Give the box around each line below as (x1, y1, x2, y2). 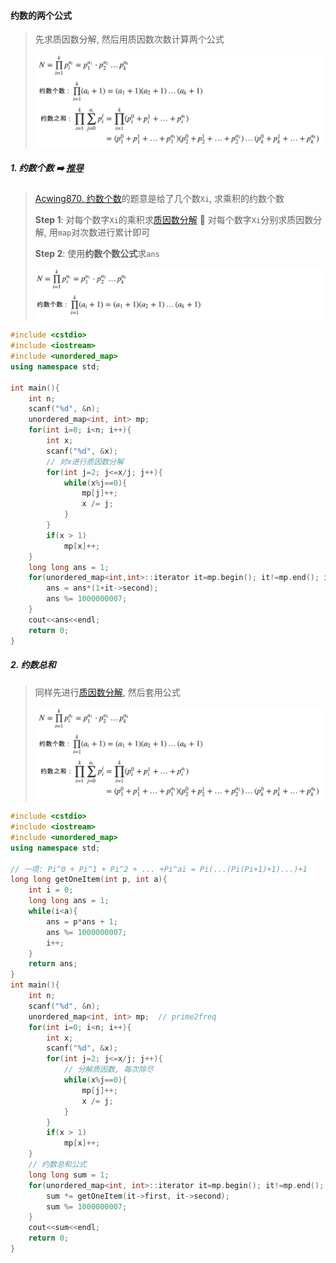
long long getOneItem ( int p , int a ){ (10, 875, 168, 885)
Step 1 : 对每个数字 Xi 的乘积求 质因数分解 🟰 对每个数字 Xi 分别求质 (34, 213, 297, 225)
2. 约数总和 (10, 659, 57, 671)
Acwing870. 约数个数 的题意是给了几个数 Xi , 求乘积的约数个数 (34, 192, 285, 204)
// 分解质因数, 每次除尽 (63, 1065, 154, 1075)
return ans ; (28, 959, 78, 969)
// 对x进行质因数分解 (46, 456, 125, 467)
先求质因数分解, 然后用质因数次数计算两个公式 (34, 33, 225, 45)
